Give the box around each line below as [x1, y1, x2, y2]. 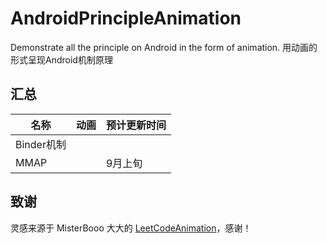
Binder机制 [15, 137, 67, 151]
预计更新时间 [105, 118, 167, 132]
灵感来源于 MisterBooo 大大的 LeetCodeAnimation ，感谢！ [10, 222, 252, 234]
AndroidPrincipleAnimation [10, 7, 242, 30]
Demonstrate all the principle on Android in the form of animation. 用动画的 [10, 41, 318, 53]
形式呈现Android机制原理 [10, 53, 113, 66]
